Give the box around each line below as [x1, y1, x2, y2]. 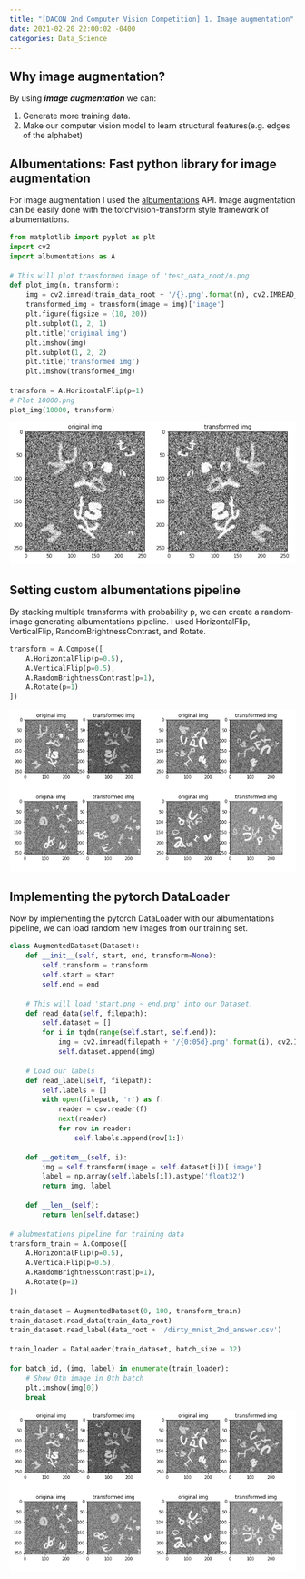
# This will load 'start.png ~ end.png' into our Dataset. [25, 999, 254, 1008]
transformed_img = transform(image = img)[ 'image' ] [25, 300, 225, 309]
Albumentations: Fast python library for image [9, 156, 277, 172]
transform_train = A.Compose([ [9, 1239, 128, 1249]
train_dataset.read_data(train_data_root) [9, 1316, 172, 1325]
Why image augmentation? [9, 68, 166, 84]
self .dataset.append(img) [57, 1048, 156, 1057]
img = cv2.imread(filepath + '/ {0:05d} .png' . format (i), [57, 1037, 274, 1047]
